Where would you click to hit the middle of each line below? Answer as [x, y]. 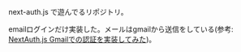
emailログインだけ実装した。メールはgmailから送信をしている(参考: [121, 29]
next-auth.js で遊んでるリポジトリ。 [68, 12]
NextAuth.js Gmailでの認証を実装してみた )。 [82, 39]
